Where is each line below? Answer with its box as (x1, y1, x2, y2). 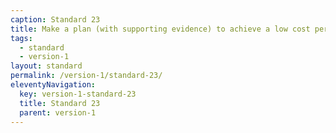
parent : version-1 (19, 107, 97, 118)
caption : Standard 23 (10, 14, 101, 25)
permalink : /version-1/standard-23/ (10, 71, 163, 81)
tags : (10, 33, 33, 43)
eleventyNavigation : (10, 80, 97, 90)
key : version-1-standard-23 (19, 89, 137, 99)
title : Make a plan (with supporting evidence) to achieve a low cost (10, 24, 311, 34)
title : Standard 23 (19, 98, 101, 108)
